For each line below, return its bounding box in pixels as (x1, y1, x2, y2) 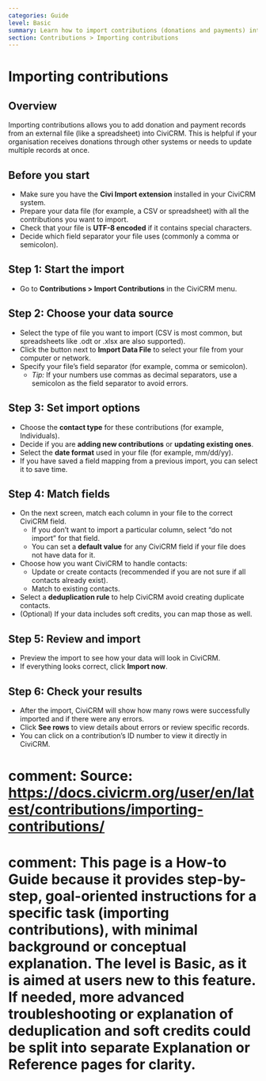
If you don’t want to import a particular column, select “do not (31, 525, 233, 535)
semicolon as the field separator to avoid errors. (31, 378, 188, 388)
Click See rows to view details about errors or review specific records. (19, 722, 249, 732)
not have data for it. (31, 550, 96, 560)
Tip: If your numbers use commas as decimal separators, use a (31, 370, 237, 379)
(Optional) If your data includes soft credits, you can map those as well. (19, 609, 253, 619)
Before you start (8, 168, 90, 182)
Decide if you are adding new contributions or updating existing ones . (19, 439, 254, 448)
